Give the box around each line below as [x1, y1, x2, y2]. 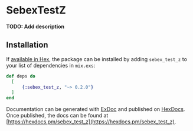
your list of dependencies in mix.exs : [6, 62, 96, 69]
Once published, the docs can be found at [6, 112, 109, 119]
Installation [6, 40, 48, 50]
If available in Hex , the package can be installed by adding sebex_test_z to [6, 55, 188, 62]
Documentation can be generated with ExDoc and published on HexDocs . [6, 106, 185, 113]
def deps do [6, 73, 35, 79]
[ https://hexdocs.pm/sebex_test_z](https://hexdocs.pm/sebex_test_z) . [6, 118, 176, 125]
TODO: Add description [6, 23, 65, 30]
